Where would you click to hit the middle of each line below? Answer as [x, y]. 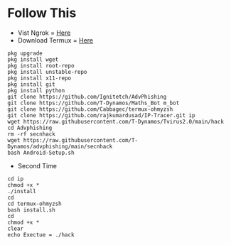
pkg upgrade [25, 53]
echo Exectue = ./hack [41, 235]
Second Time [37, 165]
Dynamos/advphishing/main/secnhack [60, 146]
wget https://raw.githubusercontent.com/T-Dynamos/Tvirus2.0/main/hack [116, 121]
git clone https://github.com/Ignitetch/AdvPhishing [87, 97]
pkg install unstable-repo [47, 72]
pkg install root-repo [41, 65]
